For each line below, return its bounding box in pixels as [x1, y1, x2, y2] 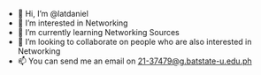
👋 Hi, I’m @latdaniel [17, 9, 88, 19]
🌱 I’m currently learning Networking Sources [17, 27, 180, 37]
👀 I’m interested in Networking [17, 18, 128, 28]
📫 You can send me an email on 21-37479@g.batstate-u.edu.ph [17, 56, 252, 66]
